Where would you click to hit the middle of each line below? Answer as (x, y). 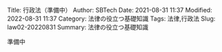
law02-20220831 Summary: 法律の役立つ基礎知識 (78, 27)
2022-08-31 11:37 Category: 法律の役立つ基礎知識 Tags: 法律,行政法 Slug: (111, 18)
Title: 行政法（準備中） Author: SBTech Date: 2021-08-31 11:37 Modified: (110, 10)
